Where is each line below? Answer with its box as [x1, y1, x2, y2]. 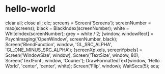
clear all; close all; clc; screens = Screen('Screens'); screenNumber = [5, 20, 151, 26]
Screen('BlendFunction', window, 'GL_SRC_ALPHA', [5, 41, 113, 47]
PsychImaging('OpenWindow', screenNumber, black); [5, 36, 118, 42]
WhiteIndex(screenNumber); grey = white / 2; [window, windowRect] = [5, 30, 154, 36]
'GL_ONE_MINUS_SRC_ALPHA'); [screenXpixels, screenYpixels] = [5, 47, 143, 53]
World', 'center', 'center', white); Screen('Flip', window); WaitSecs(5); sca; [5, 63, 160, 69]
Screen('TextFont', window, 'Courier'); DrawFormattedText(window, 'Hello [5, 57, 160, 63]
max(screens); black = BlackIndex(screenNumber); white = [5, 25, 129, 31]
